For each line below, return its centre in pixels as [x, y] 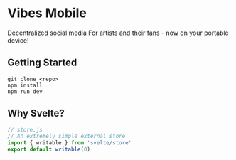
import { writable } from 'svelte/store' [70, 143]
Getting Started [42, 63]
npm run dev [25, 91]
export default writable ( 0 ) [49, 150]
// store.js [25, 129]
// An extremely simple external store [66, 137]
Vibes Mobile [47, 13]
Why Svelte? [36, 113]
